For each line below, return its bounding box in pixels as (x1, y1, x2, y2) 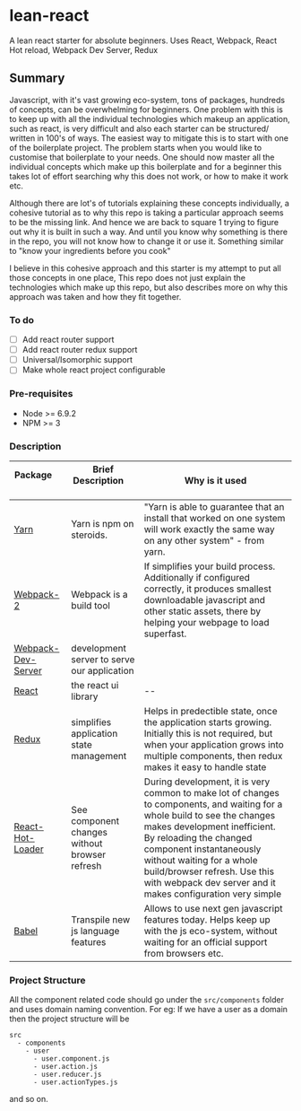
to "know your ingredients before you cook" (9, 245, 172, 256)
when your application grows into (143, 738, 284, 750)
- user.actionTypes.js (32, 1078, 118, 1087)
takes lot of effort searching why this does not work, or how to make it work (9, 171, 288, 181)
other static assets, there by (143, 605, 262, 617)
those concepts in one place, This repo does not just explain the (9, 272, 246, 283)
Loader (13, 843, 44, 855)
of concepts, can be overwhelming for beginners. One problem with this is (9, 104, 284, 115)
